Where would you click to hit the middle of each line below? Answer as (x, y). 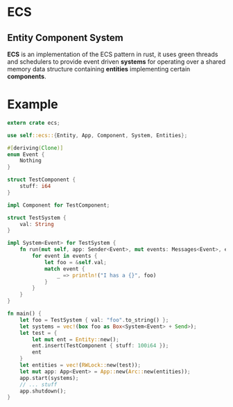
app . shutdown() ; (43, 391)
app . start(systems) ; (49, 378)
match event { (64, 269)
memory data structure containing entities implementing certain (99, 69)
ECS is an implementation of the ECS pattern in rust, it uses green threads (113, 54)
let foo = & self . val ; (76, 262)
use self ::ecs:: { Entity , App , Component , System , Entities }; (97, 135)
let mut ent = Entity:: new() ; (76, 339)
